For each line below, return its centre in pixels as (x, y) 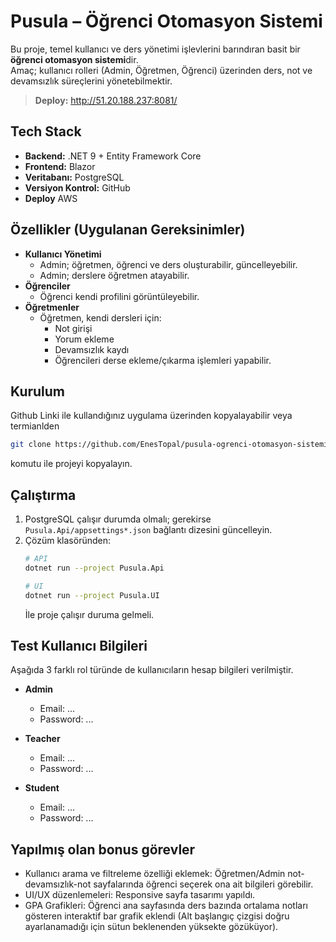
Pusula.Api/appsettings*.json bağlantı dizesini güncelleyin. (148, 530)
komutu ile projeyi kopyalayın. (71, 464)
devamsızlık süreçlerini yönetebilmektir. (91, 81)
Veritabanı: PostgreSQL (74, 177)
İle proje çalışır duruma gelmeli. (89, 614)
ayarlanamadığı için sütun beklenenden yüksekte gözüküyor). (151, 927)
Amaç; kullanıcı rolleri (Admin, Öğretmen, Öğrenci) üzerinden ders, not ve (161, 70)
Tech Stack (46, 131)
